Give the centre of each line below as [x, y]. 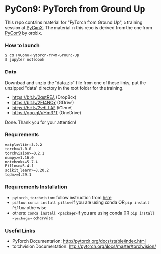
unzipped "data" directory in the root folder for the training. [64, 88]
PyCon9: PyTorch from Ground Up [75, 9]
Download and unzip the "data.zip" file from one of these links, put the [76, 82]
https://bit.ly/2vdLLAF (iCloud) [42, 108]
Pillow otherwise [29, 208]
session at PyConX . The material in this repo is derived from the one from [79, 27]
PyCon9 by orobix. [24, 33]
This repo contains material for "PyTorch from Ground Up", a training [74, 22]
